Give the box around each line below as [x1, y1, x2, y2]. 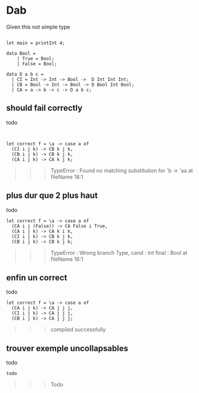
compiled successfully [50, 326, 106, 333]
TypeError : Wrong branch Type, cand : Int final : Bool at [50, 249, 188, 256]
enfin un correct [6, 272, 67, 283]
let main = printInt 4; [6, 40, 66, 46]
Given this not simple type [6, 23, 70, 30]
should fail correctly [6, 103, 83, 113]
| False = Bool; [17, 61, 58, 67]
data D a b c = [6, 71, 44, 77]
